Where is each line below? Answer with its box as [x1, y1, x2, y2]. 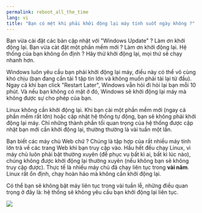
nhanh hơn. [6, 56, 35, 64]
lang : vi [6, 15, 29, 21]
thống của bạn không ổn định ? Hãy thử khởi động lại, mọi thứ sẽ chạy [6, 50, 182, 58]
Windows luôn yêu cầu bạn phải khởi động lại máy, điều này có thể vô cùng [6, 69, 197, 76]
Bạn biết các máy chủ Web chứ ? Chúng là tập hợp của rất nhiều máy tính [6, 138, 191, 145]
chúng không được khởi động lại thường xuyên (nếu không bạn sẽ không [6, 157, 189, 165]
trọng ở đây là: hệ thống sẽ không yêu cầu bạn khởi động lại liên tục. [6, 189, 179, 196]
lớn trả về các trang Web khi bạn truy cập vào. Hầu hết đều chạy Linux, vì [6, 144, 191, 152]
